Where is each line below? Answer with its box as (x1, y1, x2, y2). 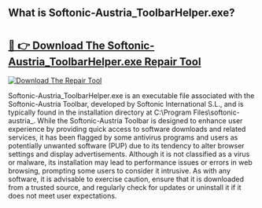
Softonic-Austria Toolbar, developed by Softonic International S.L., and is (8, 100, 244, 108)
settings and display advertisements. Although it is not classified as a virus (8, 149, 250, 159)
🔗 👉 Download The (8, 38, 105, 52)
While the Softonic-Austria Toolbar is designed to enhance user (37, 116, 243, 125)
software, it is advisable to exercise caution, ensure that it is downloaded (8, 174, 245, 184)
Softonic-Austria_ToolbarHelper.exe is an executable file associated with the (8, 91, 255, 100)
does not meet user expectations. (8, 192, 117, 200)
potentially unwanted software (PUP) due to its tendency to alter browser (8, 141, 245, 150)
